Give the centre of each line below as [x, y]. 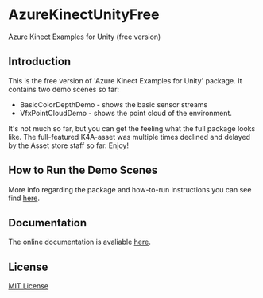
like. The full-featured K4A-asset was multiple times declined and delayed [130, 137]
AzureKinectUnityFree [84, 15]
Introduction [40, 62]
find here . [24, 198]
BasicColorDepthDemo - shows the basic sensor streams [114, 104]
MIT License [29, 286]
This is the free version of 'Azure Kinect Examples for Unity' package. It [125, 80]
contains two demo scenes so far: [64, 89]
